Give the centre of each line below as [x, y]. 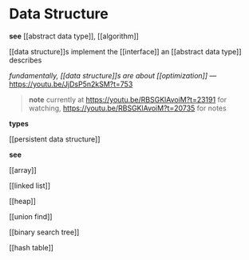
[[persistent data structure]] [55, 139]
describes [26, 60]
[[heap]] [23, 201]
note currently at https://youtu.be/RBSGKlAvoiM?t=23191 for [128, 99]
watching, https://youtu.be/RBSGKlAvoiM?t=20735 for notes [127, 108]
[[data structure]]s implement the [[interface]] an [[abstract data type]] [125, 51]
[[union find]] [31, 216]
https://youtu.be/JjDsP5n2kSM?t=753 [71, 84]
